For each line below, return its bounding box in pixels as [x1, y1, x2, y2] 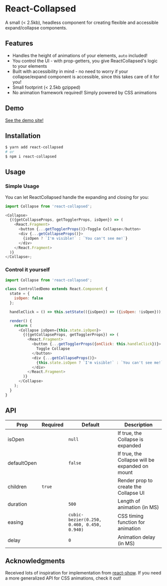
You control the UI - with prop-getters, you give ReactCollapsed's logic [12, 58, 158, 64]
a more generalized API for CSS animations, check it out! [5, 575, 121, 581]
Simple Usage [5, 183, 40, 190]
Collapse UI [117, 489, 145, 496]
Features [5, 39, 33, 48]
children [7, 483, 27, 490]
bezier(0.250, [68, 517, 102, 522]
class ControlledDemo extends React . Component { [5, 287, 108, 292]
